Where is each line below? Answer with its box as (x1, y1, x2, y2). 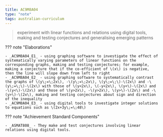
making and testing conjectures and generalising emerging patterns (17, 35, 154, 41)
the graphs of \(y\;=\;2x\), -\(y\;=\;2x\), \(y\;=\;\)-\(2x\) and (5, 79, 145, 85)
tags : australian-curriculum (5, 16, 64, 21)
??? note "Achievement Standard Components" (5, 114, 100, 120)
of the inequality (5, 96, 42, 102)
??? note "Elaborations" (5, 45, 52, 50)
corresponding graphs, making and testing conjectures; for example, (5, 62, 150, 68)
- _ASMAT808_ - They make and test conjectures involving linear (5, 123, 141, 128)
